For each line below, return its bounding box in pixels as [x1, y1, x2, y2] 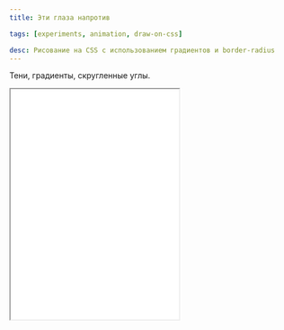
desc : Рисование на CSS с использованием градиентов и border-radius [9, 46, 276, 55]
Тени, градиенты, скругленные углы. [9, 70, 151, 81]
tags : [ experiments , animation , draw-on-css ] [9, 29, 182, 39]
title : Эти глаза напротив [9, 13, 111, 22]
